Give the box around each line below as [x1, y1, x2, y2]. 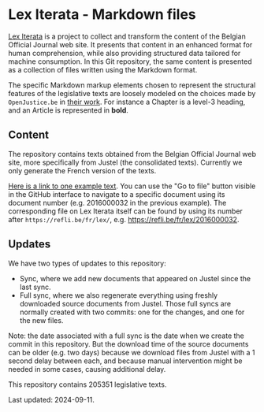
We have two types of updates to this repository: [8, 258, 167, 268]
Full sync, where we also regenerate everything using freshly [19, 290, 218, 300]
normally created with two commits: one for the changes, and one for [19, 307, 245, 317]
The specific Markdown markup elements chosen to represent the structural [8, 80, 256, 90]
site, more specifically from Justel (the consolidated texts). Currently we [8, 158, 243, 167]
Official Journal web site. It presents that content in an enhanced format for [8, 39, 253, 49]
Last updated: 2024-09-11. [8, 395, 95, 404]
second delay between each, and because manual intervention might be [8, 356, 243, 366]
